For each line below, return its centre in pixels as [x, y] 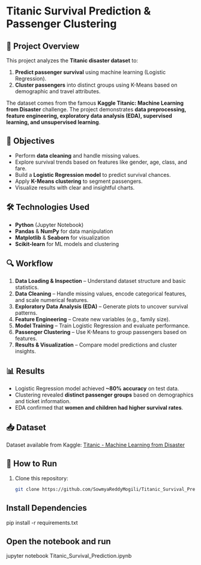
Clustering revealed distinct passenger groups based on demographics [104, 395]
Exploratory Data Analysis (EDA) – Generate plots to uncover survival [101, 307]
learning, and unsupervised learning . [53, 122]
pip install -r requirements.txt [42, 522]
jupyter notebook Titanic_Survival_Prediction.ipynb [69, 556]
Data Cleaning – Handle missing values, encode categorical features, [101, 294]
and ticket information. [43, 401]
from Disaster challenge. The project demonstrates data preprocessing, [96, 109]
